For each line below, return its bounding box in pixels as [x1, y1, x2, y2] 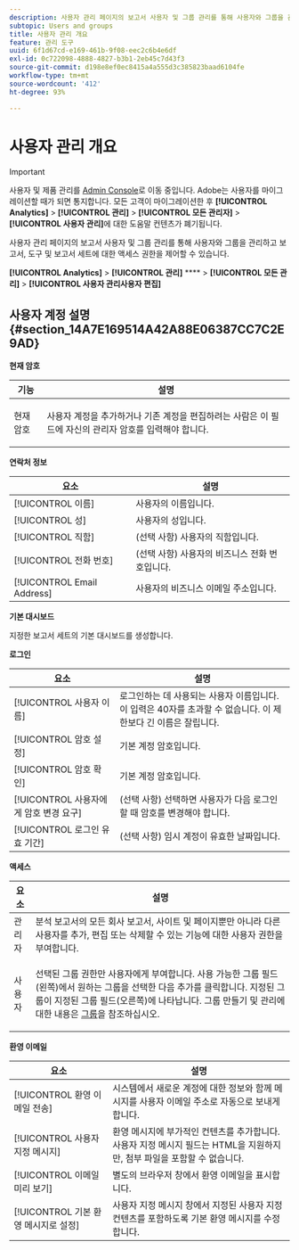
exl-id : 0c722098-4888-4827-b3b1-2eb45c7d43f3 [9, 54, 185, 63]
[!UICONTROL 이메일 [13, 1169, 100, 1181]
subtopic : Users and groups [9, 21, 114, 30]
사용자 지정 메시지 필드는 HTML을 [112, 1139, 246, 1151]
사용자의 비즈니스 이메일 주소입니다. [135, 582, 277, 595]
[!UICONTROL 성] [13, 514, 87, 527]
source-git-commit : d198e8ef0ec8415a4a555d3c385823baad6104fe [9, 63, 245, 72]
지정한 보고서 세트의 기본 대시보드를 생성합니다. [9, 630, 174, 641]
